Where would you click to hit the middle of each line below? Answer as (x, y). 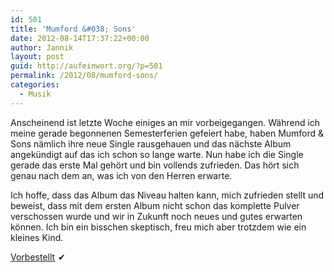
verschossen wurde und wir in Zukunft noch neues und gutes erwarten (156, 216)
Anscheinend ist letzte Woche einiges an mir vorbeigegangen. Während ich (165, 122)
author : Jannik (42, 47)
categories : (35, 85)
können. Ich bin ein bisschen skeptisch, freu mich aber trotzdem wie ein (158, 227)
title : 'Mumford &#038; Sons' (73, 29)
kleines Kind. (37, 237)
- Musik (35, 94)
